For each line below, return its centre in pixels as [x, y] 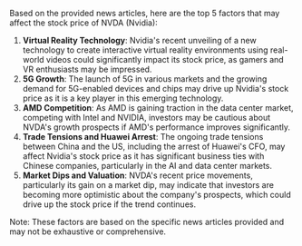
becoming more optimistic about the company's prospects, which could [157, 195]
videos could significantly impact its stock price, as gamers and [165, 59]
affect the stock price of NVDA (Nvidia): [84, 23]
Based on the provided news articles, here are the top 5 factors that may [145, 13]
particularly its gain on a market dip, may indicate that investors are [148, 185]
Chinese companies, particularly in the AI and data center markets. [147, 166]
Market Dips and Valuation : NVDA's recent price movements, [138, 175]
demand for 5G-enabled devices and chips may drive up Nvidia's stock [156, 89]
